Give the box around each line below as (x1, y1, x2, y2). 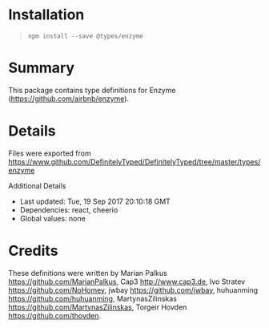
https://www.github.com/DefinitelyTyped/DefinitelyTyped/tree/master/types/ (8, 156, 261, 166)
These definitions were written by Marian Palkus (8, 268, 168, 277)
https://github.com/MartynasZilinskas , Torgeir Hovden (8, 302, 187, 312)
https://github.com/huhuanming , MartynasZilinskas (8, 294, 178, 303)
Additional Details (8, 180, 66, 190)
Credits (8, 242, 58, 260)
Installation (8, 6, 85, 24)
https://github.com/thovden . (8, 310, 102, 320)
